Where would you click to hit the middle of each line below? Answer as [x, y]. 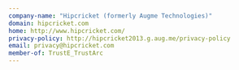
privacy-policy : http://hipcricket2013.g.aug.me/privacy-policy [119, 38]
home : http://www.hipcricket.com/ [67, 31]
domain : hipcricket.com [49, 23]
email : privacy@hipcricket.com [61, 46]
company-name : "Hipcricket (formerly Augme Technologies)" [111, 16]
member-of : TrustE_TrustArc [56, 53]
